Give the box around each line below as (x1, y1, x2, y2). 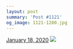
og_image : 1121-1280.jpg (6, 19, 68, 25)
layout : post (6, 8, 39, 15)
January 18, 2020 (6, 37, 49, 44)
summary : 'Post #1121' (6, 14, 62, 20)
